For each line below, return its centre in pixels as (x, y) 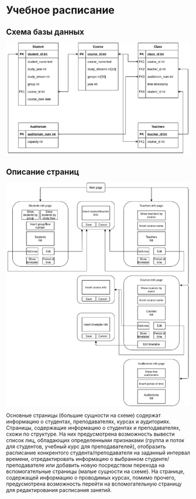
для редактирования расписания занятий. (59, 490)
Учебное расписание (61, 10)
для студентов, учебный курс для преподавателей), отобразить (86, 446)
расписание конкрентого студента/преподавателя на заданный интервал (98, 453)
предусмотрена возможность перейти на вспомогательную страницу (94, 484)
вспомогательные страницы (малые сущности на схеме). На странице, (95, 471)
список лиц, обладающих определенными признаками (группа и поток (95, 440)
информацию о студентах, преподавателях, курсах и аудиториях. (88, 421)
